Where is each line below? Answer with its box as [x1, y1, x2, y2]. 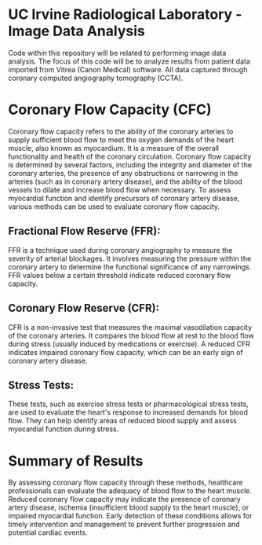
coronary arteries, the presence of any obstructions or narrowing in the [8, 168, 238, 177]
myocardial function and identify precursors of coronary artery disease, [8, 193, 240, 203]
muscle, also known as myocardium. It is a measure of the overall [8, 143, 220, 152]
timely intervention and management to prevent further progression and [8, 520, 241, 529]
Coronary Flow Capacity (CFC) [8, 101, 212, 119]
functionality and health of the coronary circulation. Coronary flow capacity [8, 152, 252, 161]
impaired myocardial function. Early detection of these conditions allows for [8, 511, 253, 521]
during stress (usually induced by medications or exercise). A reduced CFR [8, 339, 251, 349]
